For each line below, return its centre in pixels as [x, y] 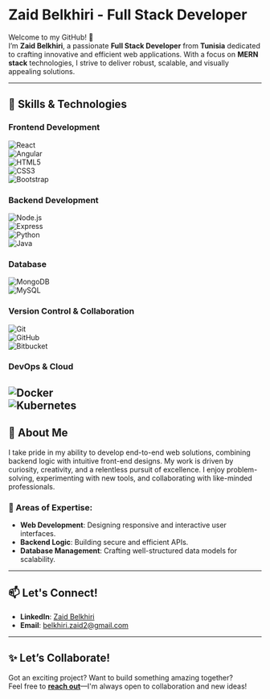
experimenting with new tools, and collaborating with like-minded [144, 478]
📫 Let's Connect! [53, 593]
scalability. [38, 559]
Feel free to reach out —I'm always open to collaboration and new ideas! [128, 686]
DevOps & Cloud [41, 367]
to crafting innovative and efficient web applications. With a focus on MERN [133, 54]
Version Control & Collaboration [72, 311]
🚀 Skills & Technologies [67, 104]
